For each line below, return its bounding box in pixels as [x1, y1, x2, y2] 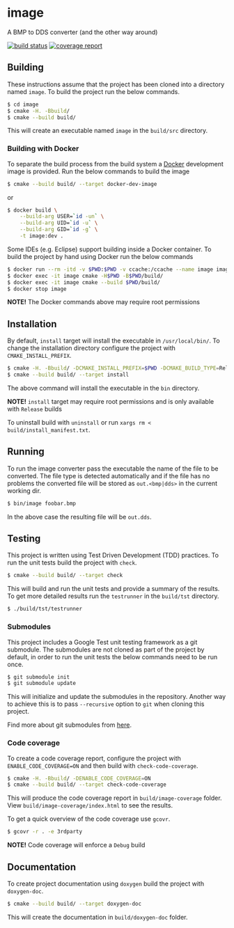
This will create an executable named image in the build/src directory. [7, 127, 208, 135]
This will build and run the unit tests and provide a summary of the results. [7, 585, 220, 593]
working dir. [7, 486, 42, 495]
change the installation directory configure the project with [7, 344, 176, 352]
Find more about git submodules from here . [7, 721, 132, 729]
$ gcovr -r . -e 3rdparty [7, 828, 82, 835]
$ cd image [7, 101, 39, 108]
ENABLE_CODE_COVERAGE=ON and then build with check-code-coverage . [7, 761, 198, 770]
